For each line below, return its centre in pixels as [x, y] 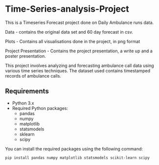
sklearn [27, 134]
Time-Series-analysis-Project [67, 9]
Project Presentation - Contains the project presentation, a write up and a [79, 51]
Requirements [27, 91]
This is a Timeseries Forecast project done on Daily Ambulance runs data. [79, 22]
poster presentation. [25, 56]
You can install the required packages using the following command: [74, 149]
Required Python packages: [40, 108]
